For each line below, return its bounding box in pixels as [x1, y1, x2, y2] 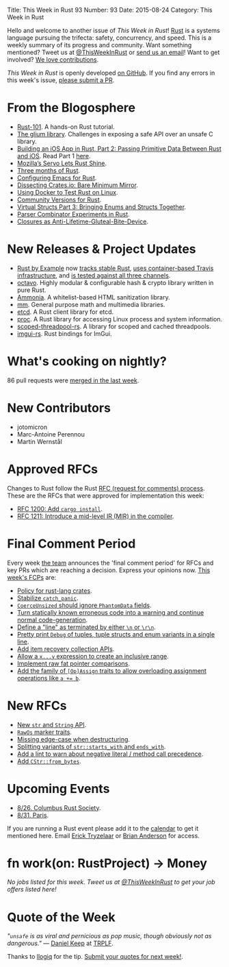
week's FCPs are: [7, 573, 57, 581]
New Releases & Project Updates [7, 241, 196, 257]
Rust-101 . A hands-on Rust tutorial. [16, 123, 115, 131]
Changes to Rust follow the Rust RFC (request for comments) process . [7, 484, 205, 492]
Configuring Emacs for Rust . [16, 173, 97, 182]
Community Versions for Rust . [16, 195, 102, 204]
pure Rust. [16, 286, 46, 294]
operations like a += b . [16, 674, 81, 682]
